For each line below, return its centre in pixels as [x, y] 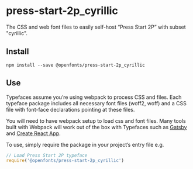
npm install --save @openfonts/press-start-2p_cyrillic [75, 65]
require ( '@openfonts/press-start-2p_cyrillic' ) [65, 161]
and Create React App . [33, 133]
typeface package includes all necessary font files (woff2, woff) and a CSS [96, 103]
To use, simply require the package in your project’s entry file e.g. [85, 144]
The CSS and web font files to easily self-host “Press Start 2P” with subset [96, 27]
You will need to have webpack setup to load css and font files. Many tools [96, 120]
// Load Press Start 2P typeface [47, 155]
